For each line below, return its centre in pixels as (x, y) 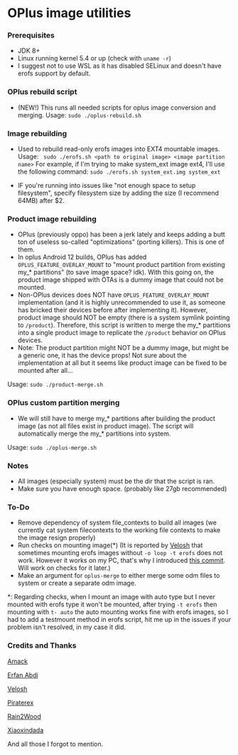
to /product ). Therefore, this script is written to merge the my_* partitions (124, 325)
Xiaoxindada (26, 730)
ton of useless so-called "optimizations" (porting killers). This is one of (121, 242)
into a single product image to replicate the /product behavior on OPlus (121, 333)
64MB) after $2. (41, 201)
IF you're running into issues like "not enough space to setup (107, 186)
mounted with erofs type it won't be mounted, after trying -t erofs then (112, 604)
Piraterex (21, 702)
